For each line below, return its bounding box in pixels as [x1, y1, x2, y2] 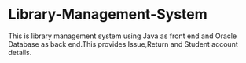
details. [8, 47, 32, 57]
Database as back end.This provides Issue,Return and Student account [8, 39, 238, 48]
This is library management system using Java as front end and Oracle [8, 31, 237, 40]
